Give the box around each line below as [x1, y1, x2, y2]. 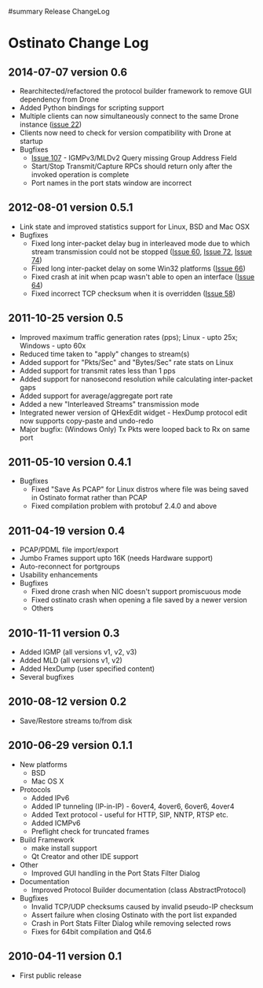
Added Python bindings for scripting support [19, 103, 165, 112]
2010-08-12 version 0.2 [8, 695, 127, 709]
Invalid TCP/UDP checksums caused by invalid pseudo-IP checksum [31, 901, 254, 911]
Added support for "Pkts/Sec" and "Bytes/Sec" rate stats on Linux [19, 357, 234, 367]
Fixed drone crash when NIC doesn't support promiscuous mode [31, 587, 242, 596]
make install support [31, 843, 97, 853]
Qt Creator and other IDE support [31, 851, 139, 861]
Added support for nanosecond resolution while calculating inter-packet [19, 374, 254, 384]
